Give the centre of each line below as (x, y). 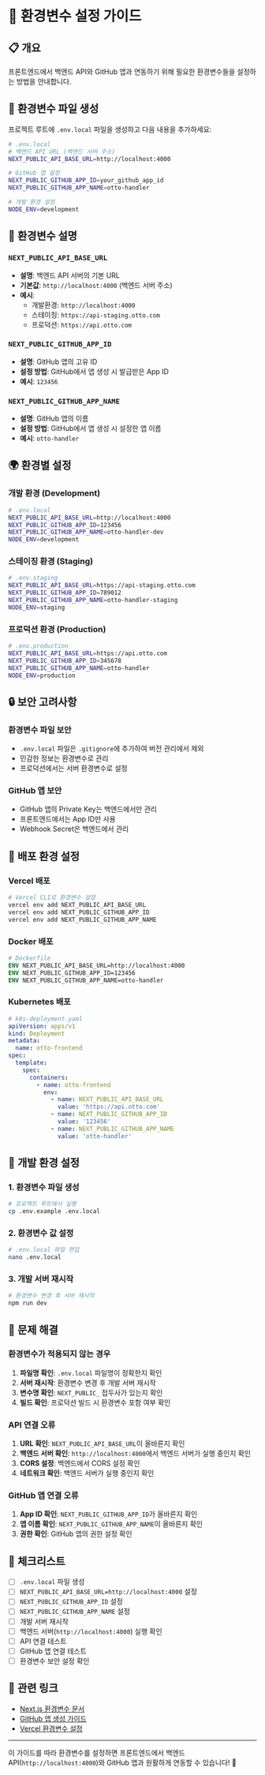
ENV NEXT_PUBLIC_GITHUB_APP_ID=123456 (72, 973)
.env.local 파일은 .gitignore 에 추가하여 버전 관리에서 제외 (112, 749)
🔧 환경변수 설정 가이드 (75, 16)
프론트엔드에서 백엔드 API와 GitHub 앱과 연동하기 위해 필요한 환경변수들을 (122, 71)
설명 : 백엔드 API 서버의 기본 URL (70, 275)
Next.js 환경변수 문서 (52, 1709)
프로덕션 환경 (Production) (57, 629)
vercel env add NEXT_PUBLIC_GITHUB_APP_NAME (82, 919)
